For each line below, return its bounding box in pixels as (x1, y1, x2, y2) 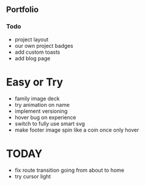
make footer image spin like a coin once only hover (14, 126, 139, 133)
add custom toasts (14, 48, 60, 56)
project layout (14, 35, 49, 43)
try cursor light (14, 172, 51, 180)
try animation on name (14, 101, 70, 108)
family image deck (14, 94, 60, 102)
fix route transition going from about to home (14, 167, 125, 174)
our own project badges (14, 42, 73, 49)
